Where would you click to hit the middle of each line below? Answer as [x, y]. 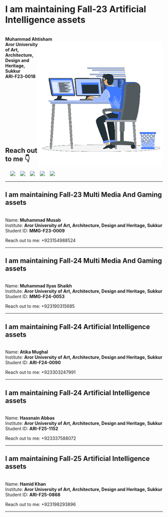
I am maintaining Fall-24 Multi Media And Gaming [84, 261]
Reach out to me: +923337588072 [41, 438]
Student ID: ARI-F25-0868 [33, 494]
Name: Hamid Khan [25, 484]
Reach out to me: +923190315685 [40, 306]
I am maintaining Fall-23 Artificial [76, 9]
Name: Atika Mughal [27, 352]
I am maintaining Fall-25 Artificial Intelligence [77, 459]
